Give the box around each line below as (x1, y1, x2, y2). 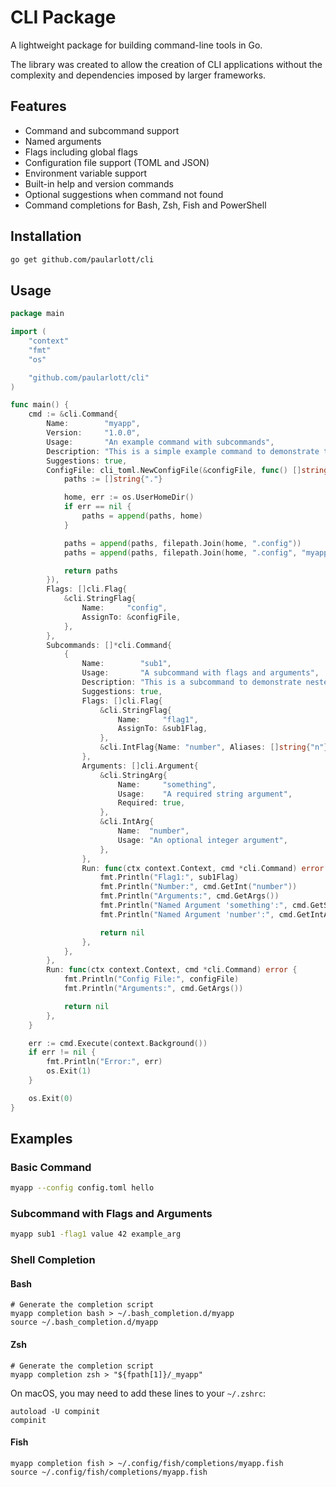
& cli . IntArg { (99, 817, 155, 827)
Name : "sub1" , (81, 659, 172, 669)
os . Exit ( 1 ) (46, 1066, 92, 1076)
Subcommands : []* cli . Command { (46, 640, 172, 650)
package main (10, 309, 65, 319)
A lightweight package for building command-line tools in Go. (10, 39, 263, 51)
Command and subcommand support (24, 124, 180, 136)
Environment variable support (24, 167, 148, 179)
